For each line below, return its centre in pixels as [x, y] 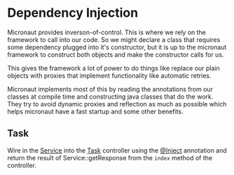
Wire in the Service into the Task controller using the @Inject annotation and [117, 150]
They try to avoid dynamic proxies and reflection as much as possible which [117, 104]
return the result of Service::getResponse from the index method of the [110, 157]
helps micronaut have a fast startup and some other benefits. [95, 111]
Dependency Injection [73, 13]
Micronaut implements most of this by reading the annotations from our [110, 89]
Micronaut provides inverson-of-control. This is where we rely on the [107, 32]
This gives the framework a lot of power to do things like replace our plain [114, 68]
